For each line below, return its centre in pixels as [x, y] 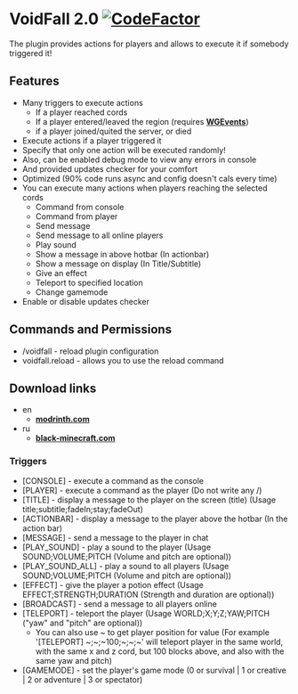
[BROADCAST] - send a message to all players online [120, 604]
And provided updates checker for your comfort [110, 168]
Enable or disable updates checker [85, 301]
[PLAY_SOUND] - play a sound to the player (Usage [117, 547]
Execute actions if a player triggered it [92, 140]
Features [34, 82]
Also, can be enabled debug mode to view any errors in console [139, 159]
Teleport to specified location [89, 282]
